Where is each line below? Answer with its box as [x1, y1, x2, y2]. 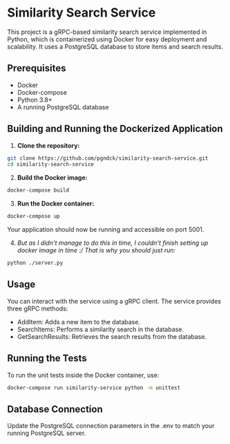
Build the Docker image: [17, 174, 88, 182]
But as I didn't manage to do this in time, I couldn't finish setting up [17, 239, 209, 247]
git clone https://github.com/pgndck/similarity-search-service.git [7, 154, 209, 162]
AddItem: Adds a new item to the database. [17, 317, 140, 326]
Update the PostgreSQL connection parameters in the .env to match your [7, 422, 215, 430]
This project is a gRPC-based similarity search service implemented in [7, 28, 207, 36]
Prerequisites [7, 62, 66, 74]
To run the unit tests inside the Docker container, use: [7, 371, 160, 379]
